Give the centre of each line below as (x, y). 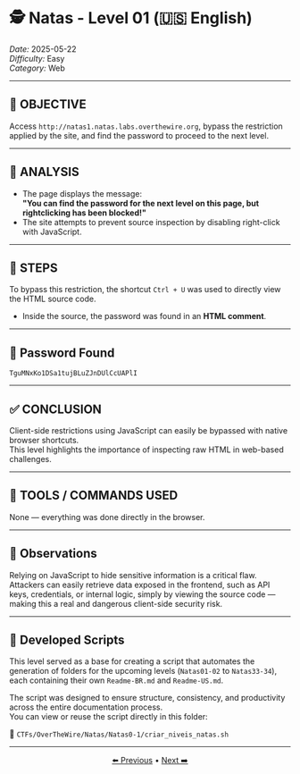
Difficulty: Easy (37, 58)
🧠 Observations (53, 554)
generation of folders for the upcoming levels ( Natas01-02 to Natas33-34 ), (143, 671)
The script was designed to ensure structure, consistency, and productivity (147, 698)
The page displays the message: (82, 193)
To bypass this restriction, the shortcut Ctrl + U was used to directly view (145, 290)
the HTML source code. (53, 299)
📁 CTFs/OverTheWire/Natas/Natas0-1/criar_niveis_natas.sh (119, 734)
